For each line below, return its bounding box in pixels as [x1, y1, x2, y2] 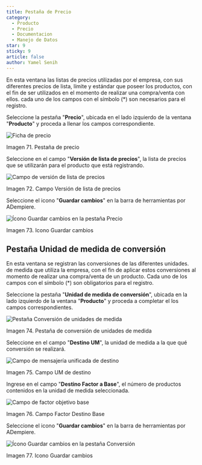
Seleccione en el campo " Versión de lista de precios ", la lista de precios [6, 155, 187, 162]
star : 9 [6, 43, 26, 49]
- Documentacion [11, 31, 52, 37]
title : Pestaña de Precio [6, 8, 71, 15]
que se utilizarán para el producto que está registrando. [6, 161, 145, 169]
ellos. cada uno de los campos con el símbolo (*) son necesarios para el [6, 95, 186, 103]
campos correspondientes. [6, 304, 74, 311]
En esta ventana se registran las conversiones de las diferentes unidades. [6, 260, 189, 267]
